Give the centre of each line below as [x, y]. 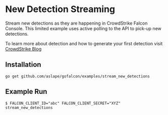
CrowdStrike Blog [23, 49]
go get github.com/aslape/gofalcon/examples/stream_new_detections [78, 76]
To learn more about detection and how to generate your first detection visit [84, 43]
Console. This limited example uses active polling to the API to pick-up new [83, 28]
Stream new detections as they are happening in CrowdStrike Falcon [76, 23]
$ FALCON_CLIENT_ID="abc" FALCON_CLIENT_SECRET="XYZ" [63, 103]
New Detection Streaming [60, 9]
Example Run [26, 92]
